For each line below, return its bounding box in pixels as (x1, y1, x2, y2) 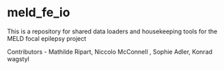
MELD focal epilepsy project (7, 34, 87, 42)
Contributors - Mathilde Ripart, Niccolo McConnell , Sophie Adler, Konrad (7, 48, 213, 56)
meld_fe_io (7, 5, 70, 20)
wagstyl (7, 54, 29, 63)
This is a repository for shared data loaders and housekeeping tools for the (7, 27, 218, 35)
